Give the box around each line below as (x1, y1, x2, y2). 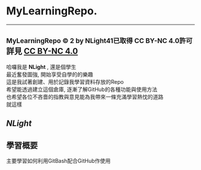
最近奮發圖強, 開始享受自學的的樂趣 (6, 71, 93, 78)
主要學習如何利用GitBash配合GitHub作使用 (6, 157, 111, 164)
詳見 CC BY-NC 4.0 (6, 46, 78, 56)
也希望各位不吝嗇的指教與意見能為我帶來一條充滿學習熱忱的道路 (6, 93, 163, 100)
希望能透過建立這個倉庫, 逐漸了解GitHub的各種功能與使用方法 (6, 86, 157, 93)
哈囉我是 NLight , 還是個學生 (6, 63, 77, 70)
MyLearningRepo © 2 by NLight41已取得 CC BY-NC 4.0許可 (6, 37, 193, 45)
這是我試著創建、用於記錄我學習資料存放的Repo (6, 78, 124, 85)
